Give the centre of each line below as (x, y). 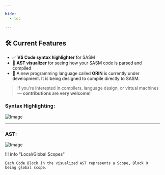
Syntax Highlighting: (30, 106)
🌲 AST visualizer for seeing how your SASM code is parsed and (77, 63)
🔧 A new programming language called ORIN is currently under (76, 74)
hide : (11, 14)
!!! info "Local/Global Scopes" (35, 154)
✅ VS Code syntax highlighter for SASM (54, 57)
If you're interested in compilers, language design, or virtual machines (88, 88)
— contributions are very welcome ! (54, 93)
